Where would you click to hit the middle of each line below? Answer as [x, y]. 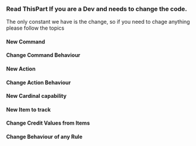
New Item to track [29, 109]
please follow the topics [35, 28]
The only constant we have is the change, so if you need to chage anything [98, 22]
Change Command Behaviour [43, 55]
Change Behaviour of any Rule [44, 137]
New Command [26, 42]
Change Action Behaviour [39, 82]
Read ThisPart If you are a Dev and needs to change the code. [97, 9]
